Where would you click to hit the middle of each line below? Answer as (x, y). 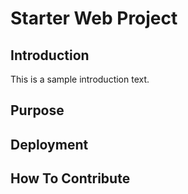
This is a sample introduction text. (80, 79)
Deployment (49, 144)
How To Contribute (70, 178)
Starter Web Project (94, 18)
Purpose (37, 110)
